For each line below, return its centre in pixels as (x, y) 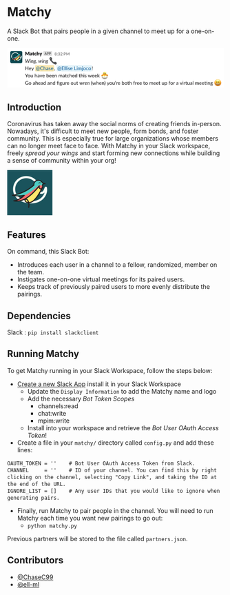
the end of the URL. (37, 484)
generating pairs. (33, 498)
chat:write (52, 413)
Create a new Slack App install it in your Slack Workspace (99, 384)
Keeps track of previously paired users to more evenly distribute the (113, 287)
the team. (31, 272)
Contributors (35, 560)
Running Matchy (43, 354)
